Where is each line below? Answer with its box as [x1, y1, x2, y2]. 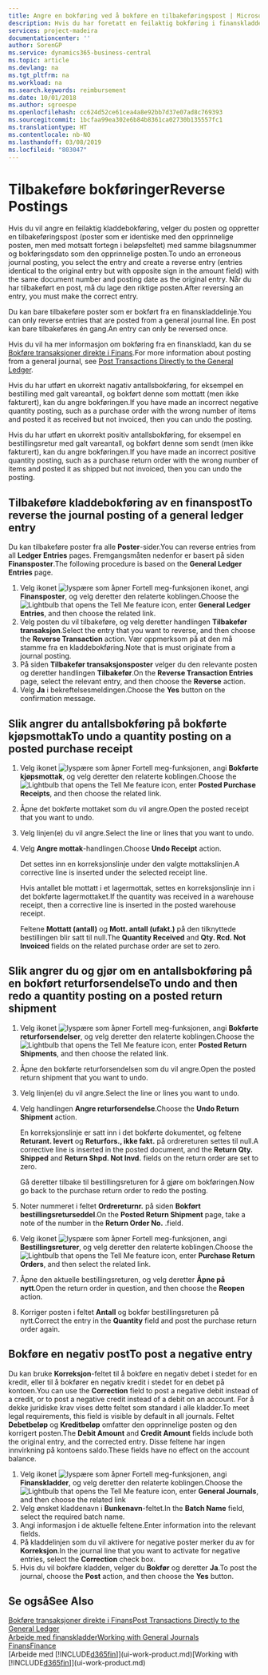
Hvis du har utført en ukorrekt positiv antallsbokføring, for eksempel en [8, 430, 242, 440]
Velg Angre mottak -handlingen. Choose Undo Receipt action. [19, 844, 222, 853]
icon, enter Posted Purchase [160, 779, 257, 789]
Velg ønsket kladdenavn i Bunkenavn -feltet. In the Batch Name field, [19, 1503, 245, 1513]
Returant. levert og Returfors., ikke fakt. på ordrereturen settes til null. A [19, 1136, 259, 1145]
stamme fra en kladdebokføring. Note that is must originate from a [19, 643, 236, 652]
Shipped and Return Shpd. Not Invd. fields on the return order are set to [19, 1153, 259, 1163]
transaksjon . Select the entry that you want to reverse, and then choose [19, 626, 256, 635]
